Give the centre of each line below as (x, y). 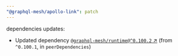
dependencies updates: (36, 29)
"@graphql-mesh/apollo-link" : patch (52, 12)
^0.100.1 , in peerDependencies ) (53, 46)
